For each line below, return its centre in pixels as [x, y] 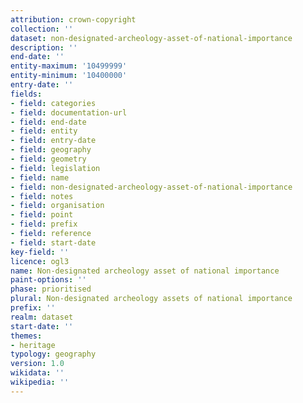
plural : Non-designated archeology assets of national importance [151, 299]
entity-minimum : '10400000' [69, 76]
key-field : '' [40, 252]
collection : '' [42, 29]
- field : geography [51, 150]
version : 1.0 [37, 364]
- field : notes [42, 196]
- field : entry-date [53, 141]
